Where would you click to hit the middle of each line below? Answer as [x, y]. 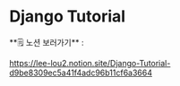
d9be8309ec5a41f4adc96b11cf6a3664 [81, 73]
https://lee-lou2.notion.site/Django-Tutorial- [90, 63]
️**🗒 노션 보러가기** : [47, 42]
